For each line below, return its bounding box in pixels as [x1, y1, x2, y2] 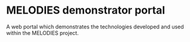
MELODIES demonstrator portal [6, 4, 165, 17]
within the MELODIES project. [6, 29, 79, 36]
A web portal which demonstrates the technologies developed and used [6, 23, 184, 30]
